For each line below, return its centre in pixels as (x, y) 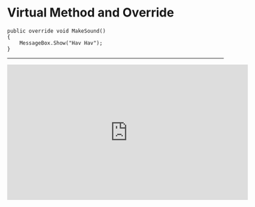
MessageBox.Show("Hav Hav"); (61, 43)
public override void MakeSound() (57, 31)
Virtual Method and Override (91, 13)
